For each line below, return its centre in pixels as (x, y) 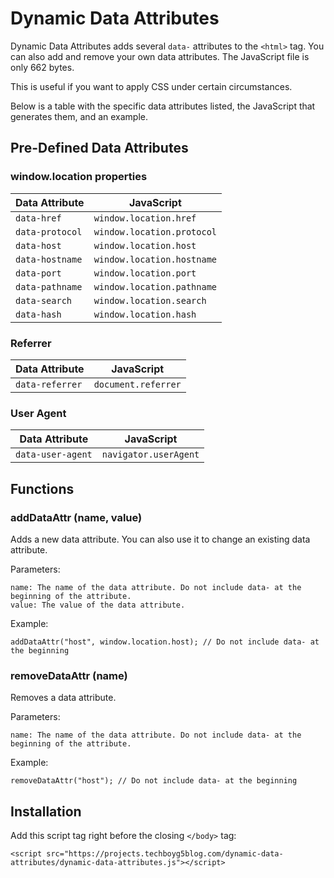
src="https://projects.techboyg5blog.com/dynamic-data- (165, 854)
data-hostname (49, 259)
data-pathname (49, 286)
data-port (38, 273)
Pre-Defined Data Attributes (99, 148)
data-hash (38, 314)
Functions (42, 488)
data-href (38, 218)
